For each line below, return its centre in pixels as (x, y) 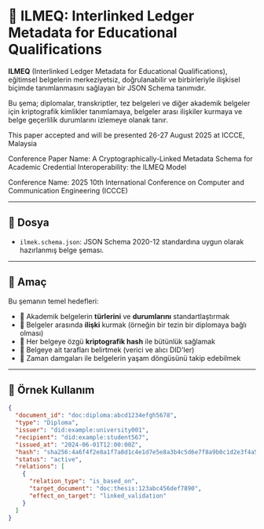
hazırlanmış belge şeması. (62, 250)
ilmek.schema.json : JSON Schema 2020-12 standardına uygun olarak (132, 241)
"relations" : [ (40, 467)
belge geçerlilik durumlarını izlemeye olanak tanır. (88, 119)
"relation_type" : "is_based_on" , (84, 481)
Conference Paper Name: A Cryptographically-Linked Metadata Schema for (130, 158)
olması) (31, 332)
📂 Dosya (29, 223)
